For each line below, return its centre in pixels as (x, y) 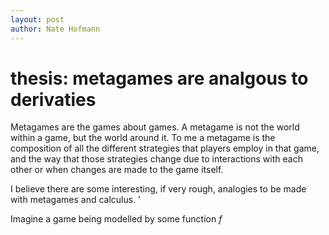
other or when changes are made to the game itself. (117, 170)
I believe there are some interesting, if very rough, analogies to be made (158, 189)
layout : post (37, 19)
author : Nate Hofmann (55, 29)
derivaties (53, 99)
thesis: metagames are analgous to (159, 78)
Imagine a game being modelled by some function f (116, 219)
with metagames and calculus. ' (76, 200)
